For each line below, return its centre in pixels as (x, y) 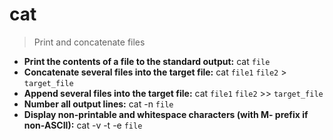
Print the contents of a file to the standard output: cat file (147, 61)
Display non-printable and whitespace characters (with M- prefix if (166, 114)
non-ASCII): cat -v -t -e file (83, 125)
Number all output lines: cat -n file (98, 104)
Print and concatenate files (89, 42)
